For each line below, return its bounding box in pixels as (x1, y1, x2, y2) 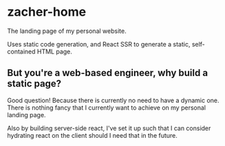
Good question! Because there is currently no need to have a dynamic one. (7, 96, 219, 104)
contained (7, 47, 36, 56)
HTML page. (36, 47, 72, 56)
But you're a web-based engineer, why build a (7, 67, 208, 79)
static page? (7, 78, 62, 90)
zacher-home (7, 4, 87, 20)
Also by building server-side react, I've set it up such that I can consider (7, 124, 211, 132)
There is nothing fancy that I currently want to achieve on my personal (7, 104, 206, 112)
